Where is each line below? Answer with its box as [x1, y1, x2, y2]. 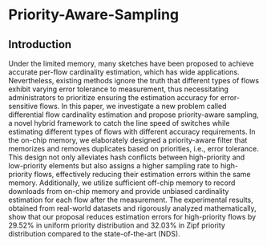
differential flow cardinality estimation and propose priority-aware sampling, [8, 110, 259, 119]
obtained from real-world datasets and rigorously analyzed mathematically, [8, 204, 257, 213]
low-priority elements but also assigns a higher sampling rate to [8, 161, 219, 170]
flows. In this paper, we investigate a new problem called [39, 102, 227, 111]
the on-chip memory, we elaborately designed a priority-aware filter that [8, 135, 248, 145]
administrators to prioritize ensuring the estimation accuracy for [8, 93, 219, 102]
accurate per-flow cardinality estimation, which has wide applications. [8, 67, 240, 77]
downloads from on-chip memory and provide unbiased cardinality [8, 187, 229, 196]
